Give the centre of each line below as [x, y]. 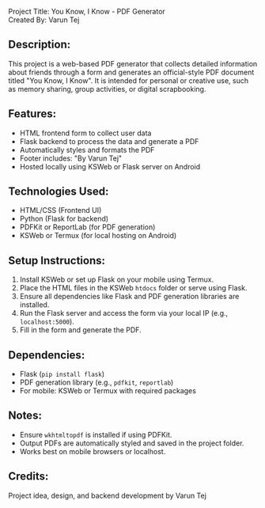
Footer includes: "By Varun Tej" [71, 158]
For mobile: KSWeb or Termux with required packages [108, 391]
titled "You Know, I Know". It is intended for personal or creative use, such [129, 80]
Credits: [28, 477]
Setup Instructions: [57, 260]
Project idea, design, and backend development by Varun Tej [108, 495]
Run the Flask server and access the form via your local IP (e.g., [124, 313]
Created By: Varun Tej [44, 20]
